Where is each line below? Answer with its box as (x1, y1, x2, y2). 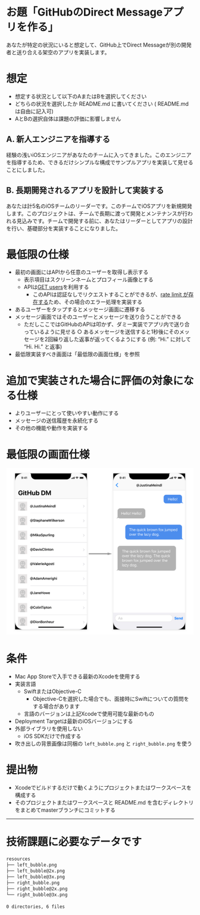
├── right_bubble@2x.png (6, 886, 68, 892)
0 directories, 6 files (6, 904, 65, 910)
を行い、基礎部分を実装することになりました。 (6, 224, 121, 232)
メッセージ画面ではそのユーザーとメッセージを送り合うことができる (14, 313, 182, 321)
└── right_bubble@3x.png (6, 892, 68, 898)
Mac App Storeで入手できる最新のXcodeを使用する (14, 673, 141, 680)
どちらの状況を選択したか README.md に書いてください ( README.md (14, 100, 189, 107)
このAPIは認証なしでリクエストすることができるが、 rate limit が (32, 291, 189, 298)
